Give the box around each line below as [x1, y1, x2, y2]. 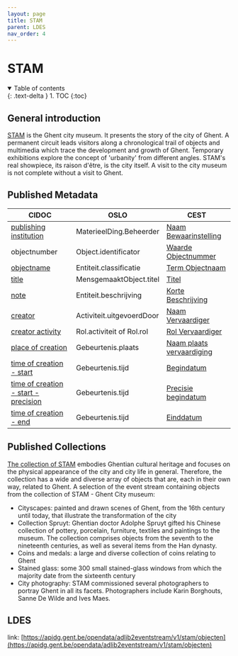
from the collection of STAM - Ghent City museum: [7, 490, 156, 498]
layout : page [7, 10, 46, 18]
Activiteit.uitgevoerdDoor [75, 310, 159, 320]
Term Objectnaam [166, 263, 227, 273]
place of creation [11, 342, 67, 352]
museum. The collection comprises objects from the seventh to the [17, 533, 214, 542]
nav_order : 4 [7, 30, 46, 38]
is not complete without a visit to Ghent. [7, 169, 124, 177]
